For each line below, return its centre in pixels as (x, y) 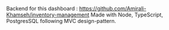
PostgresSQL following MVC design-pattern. (61, 21)
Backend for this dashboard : (42, 9)
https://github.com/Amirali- (113, 9)
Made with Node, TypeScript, (127, 15)
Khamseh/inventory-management (48, 15)
